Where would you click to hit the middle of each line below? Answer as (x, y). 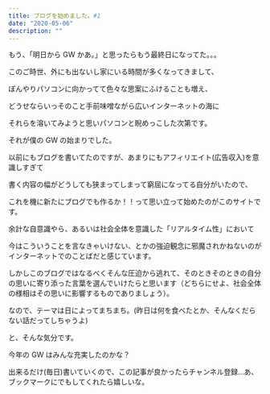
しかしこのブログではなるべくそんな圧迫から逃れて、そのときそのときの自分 (135, 273)
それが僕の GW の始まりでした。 (62, 140)
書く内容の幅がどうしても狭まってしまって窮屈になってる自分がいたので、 (131, 185)
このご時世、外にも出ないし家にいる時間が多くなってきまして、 (113, 72)
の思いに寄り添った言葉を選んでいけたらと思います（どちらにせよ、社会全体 (135, 284)
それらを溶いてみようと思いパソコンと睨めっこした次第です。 (110, 123)
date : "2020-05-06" (41, 23)
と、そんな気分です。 (43, 338)
